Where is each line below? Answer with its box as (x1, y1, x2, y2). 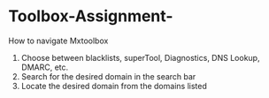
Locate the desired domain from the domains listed (20, 80, 207, 91)
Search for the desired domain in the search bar (20, 71, 196, 81)
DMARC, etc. (20, 62, 69, 72)
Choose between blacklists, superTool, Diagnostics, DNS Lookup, (20, 52, 260, 63)
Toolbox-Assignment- (8, 6, 173, 26)
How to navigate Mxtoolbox (8, 35, 109, 46)
